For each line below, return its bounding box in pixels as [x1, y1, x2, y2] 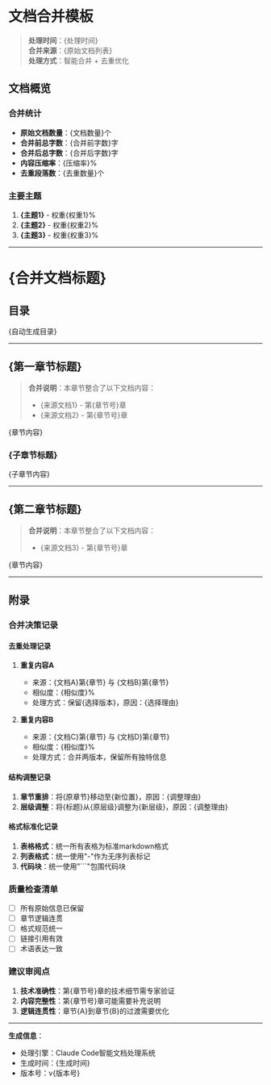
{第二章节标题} [8, 503, 82, 516]
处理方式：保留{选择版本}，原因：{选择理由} [31, 698, 179, 707]
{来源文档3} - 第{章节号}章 [40, 542, 128, 553]
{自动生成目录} [8, 326, 57, 336]
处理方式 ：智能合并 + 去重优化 [27, 56, 129, 65]
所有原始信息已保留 [19, 903, 85, 913]
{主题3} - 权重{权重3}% [19, 230, 99, 240]
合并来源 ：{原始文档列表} [27, 45, 113, 55]
